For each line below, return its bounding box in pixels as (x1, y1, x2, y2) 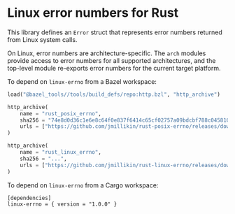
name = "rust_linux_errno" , (20, 149, 101, 156)
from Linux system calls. (7, 35, 78, 43)
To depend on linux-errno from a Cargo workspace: (7, 180, 159, 190)
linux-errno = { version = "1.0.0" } (7, 201, 117, 208)
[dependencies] (7, 194, 52, 201)
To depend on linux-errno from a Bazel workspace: (7, 77, 157, 85)
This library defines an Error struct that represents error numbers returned (7, 28, 222, 36)
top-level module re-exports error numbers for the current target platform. (7, 64, 221, 72)
